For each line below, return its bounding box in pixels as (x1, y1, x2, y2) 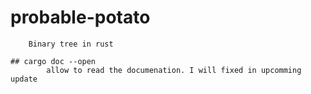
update (10, 74, 38, 84)
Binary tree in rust (28, 39, 114, 49)
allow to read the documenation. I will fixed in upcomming (46, 65, 302, 75)
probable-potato (10, 6, 151, 29)
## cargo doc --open (10, 56, 97, 66)
